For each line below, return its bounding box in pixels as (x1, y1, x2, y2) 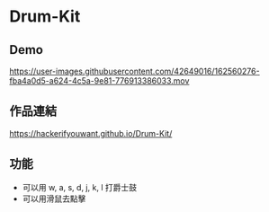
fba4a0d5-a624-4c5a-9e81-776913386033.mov (9, 75, 190, 86)
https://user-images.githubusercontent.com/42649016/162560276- (9, 66, 260, 76)
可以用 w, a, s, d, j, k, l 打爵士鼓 (22, 181, 138, 192)
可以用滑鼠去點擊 (22, 193, 86, 204)
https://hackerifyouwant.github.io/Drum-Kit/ (9, 128, 173, 138)
